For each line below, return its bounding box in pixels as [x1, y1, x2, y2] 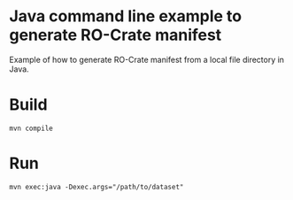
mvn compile [9, 124, 53, 133]
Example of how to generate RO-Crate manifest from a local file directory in [9, 54, 285, 65]
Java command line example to [9, 6, 242, 27]
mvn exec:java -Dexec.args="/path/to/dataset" [9, 182, 184, 191]
